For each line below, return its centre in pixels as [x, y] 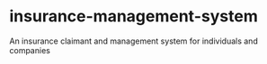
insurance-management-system [133, 16]
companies [30, 50]
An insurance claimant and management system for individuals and [133, 41]
